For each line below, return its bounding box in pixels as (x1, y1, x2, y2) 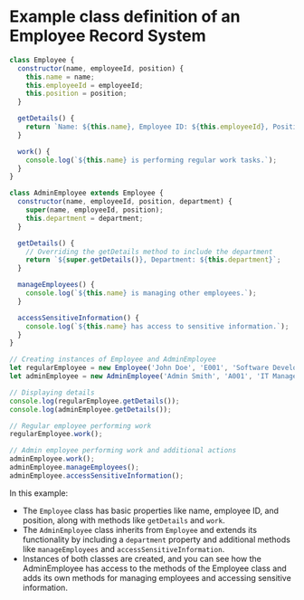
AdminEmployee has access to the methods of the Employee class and (22, 563, 287, 574)
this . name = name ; (25, 72, 95, 81)
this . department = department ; (25, 214, 144, 223)
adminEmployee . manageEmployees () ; (9, 463, 140, 472)
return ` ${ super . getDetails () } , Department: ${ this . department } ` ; (25, 255, 281, 264)
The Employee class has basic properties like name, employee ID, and (22, 505, 279, 516)
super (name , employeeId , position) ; (25, 205, 165, 214)
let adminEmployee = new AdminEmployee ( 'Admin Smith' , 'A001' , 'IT (9, 372, 270, 381)
